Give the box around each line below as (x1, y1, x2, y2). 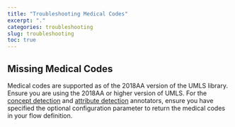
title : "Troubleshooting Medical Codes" (7, 10, 129, 18)
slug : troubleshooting (7, 30, 74, 37)
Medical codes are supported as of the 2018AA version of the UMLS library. (7, 81, 229, 90)
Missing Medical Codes (7, 63, 113, 75)
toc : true (7, 37, 37, 44)
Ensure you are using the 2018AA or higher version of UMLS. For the (7, 89, 207, 97)
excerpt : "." (7, 17, 46, 24)
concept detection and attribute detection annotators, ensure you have (7, 96, 214, 104)
